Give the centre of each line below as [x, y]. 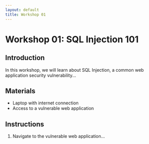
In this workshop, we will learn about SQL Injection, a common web [74, 70]
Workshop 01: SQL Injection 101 [72, 39]
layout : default [22, 10]
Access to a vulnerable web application [53, 108]
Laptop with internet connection [45, 103]
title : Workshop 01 [26, 15]
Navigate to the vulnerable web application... [59, 136]
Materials [20, 91]
